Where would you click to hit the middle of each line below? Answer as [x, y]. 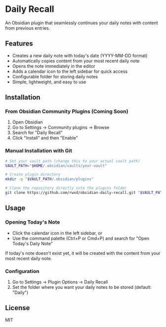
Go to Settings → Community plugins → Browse [61, 128]
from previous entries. [28, 28]
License [18, 308]
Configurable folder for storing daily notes [55, 76]
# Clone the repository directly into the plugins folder [66, 188]
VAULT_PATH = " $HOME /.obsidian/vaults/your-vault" [56, 166]
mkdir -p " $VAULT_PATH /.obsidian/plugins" [49, 179]
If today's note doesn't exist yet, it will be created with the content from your [83, 253]
